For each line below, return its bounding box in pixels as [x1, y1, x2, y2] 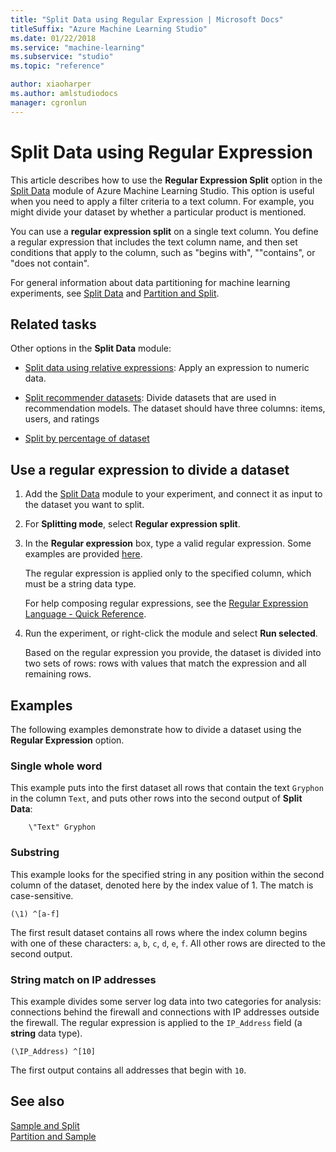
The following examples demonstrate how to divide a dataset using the [10, 724, 302, 735]
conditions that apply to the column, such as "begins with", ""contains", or [10, 246, 316, 258]
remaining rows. [24, 668, 92, 680]
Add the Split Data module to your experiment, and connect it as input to [24, 488, 323, 500]
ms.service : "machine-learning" [10, 42, 145, 53]
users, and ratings [24, 413, 100, 425]
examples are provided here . [24, 548, 143, 560]
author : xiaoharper [10, 79, 92, 90]
